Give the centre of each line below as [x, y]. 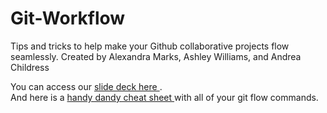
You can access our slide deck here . [86, 86]
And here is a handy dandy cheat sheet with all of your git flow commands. [164, 97]
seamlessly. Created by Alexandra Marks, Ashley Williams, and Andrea [156, 56]
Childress [30, 67]
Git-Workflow [68, 18]
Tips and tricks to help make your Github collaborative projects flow [150, 46]
